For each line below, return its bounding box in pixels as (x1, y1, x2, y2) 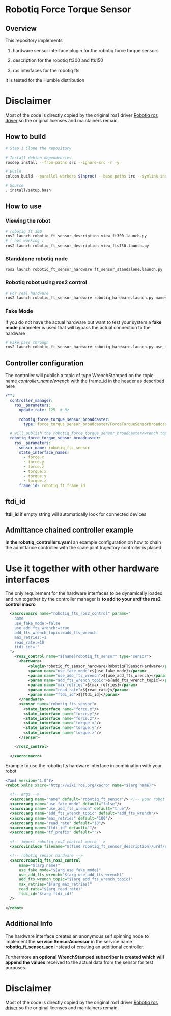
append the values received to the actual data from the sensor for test (5, 959, 154, 965)
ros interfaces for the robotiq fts (12, 68, 80, 73)
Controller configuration (5, 359, 84, 367)
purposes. (5, 964, 27, 970)
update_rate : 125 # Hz (18, 407, 70, 412)
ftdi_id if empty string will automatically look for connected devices (5, 511, 147, 517)
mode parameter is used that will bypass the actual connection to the (5, 324, 151, 330)
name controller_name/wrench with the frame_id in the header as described (5, 378, 164, 384)
